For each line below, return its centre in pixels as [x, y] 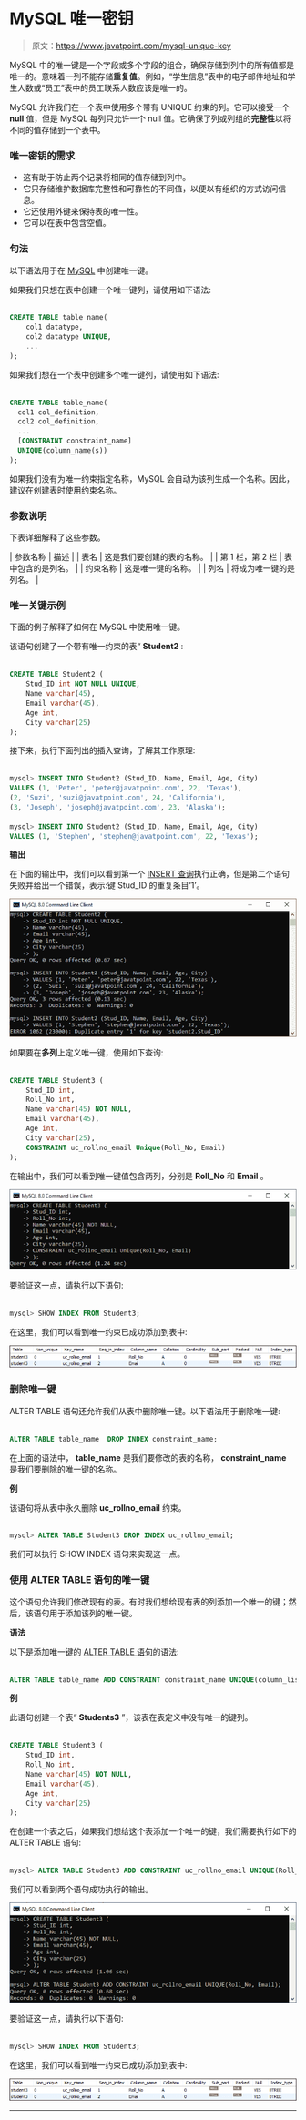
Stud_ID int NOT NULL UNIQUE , [83, 684]
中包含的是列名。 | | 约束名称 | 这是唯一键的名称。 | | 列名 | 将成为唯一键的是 [153, 568]
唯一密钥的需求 [42, 156]
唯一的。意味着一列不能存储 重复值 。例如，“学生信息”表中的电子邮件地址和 [149, 76]
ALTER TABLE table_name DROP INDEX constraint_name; [114, 1439]
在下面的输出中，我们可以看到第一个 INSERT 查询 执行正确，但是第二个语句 [149, 874]
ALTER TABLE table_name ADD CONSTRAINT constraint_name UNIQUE [132, 1680]
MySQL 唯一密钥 [71, 19]
